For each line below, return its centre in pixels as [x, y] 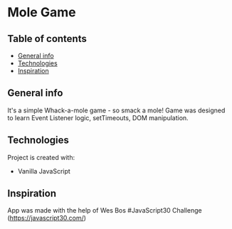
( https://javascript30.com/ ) [47, 218]
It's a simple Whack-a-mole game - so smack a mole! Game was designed [116, 110]
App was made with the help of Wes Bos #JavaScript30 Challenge [105, 211]
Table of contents [47, 39]
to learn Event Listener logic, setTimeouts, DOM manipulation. [98, 117]
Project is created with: [41, 157]
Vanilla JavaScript [44, 171]
